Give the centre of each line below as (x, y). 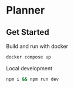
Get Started (28, 32)
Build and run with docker (37, 46)
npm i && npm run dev (33, 79)
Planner (26, 10)
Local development (29, 68)
